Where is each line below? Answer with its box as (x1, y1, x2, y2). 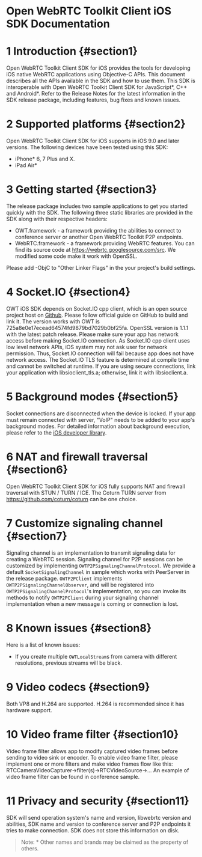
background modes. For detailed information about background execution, (6, 422, 191, 430)
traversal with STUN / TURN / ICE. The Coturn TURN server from (6, 489, 167, 496)
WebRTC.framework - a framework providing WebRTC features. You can (14, 240, 195, 247)
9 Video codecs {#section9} (6, 680, 150, 694)
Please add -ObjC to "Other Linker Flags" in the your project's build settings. (6, 264, 195, 271)
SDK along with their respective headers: (6, 215, 108, 222)
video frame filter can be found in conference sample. (6, 773, 140, 780)
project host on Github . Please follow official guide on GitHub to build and (6, 311, 188, 319)
